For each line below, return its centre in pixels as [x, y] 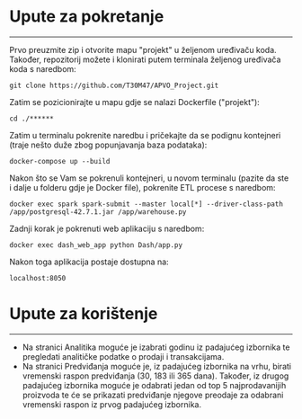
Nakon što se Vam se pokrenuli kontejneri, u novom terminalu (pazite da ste [149, 178]
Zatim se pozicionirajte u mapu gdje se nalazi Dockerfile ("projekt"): [135, 102]
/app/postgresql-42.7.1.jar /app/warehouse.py [98, 212]
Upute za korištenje [84, 314]
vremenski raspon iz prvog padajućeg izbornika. [112, 404]
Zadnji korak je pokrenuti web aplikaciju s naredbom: [107, 228]
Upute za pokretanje [87, 17]
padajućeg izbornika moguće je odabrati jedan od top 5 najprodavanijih [154, 385]
